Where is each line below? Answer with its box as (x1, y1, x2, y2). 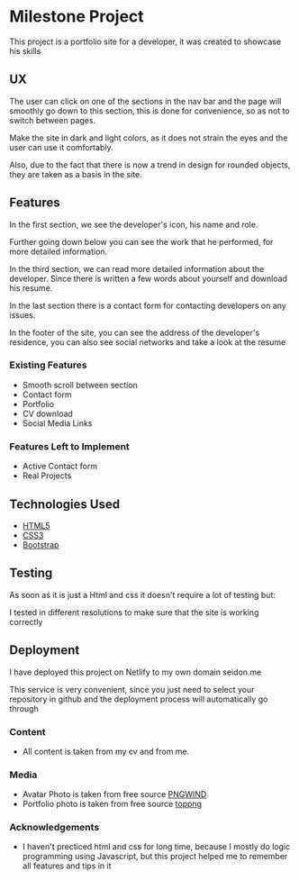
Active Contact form (22, 461, 97, 472)
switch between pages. (9, 114, 96, 125)
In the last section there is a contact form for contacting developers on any (9, 300, 286, 311)
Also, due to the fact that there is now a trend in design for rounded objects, (9, 159, 291, 170)
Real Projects (22, 470, 72, 481)
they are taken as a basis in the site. (9, 168, 142, 179)
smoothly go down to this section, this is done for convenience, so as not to (9, 105, 290, 116)
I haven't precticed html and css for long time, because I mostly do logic (22, 841, 291, 852)
